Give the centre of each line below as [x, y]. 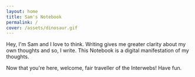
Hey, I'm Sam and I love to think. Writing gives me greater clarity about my [96, 44]
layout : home [22, 11]
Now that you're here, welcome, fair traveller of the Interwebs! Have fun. [94, 68]
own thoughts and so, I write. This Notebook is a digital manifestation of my [98, 51]
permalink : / [22, 22]
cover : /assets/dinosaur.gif [42, 28]
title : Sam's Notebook [34, 17]
